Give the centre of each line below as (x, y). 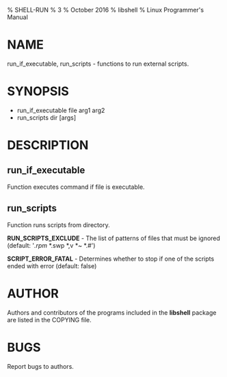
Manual (18, 17)
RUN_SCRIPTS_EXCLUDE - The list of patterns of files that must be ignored (114, 238)
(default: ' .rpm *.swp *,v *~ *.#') (51, 245)
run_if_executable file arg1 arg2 (61, 110)
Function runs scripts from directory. (59, 224)
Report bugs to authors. (40, 366)
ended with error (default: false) (52, 265)
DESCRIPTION (48, 145)
